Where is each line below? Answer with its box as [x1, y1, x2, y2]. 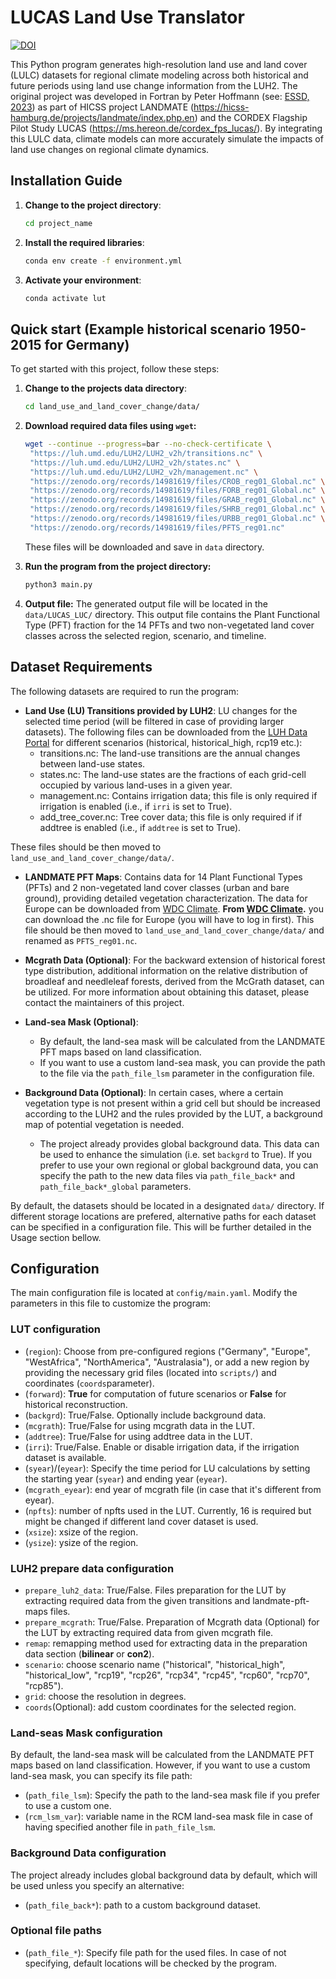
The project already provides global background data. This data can [39, 1137, 320, 1150]
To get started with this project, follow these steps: [10, 363, 220, 375]
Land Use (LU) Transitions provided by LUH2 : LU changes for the [24, 704, 298, 716]
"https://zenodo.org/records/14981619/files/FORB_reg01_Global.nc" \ [29, 486, 326, 496]
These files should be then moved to [10, 841, 162, 853]
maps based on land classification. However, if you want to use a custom [10, 1759, 311, 1771]
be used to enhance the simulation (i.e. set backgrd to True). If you [39, 1148, 313, 1160]
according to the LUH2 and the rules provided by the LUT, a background [24, 1107, 323, 1120]
